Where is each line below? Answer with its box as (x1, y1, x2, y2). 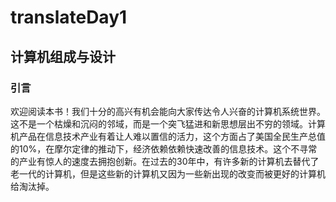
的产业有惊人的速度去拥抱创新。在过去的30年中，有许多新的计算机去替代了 (10, 155, 320, 167)
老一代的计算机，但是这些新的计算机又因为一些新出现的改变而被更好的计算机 (10, 167, 326, 180)
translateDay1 (10, 6, 128, 29)
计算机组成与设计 (10, 48, 116, 65)
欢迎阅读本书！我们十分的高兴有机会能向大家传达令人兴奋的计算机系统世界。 (10, 105, 326, 117)
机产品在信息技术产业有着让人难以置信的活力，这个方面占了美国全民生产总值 (10, 130, 326, 142)
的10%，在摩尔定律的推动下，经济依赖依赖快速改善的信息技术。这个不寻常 (10, 142, 318, 155)
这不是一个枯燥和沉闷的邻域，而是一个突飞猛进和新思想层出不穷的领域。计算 (10, 117, 326, 130)
